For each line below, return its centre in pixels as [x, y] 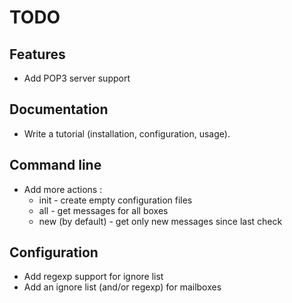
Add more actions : [63, 189]
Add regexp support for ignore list [93, 277]
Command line [55, 165]
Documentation [59, 109]
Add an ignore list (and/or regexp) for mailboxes [122, 287]
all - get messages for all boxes [103, 210]
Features [37, 54]
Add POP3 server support [77, 78]
